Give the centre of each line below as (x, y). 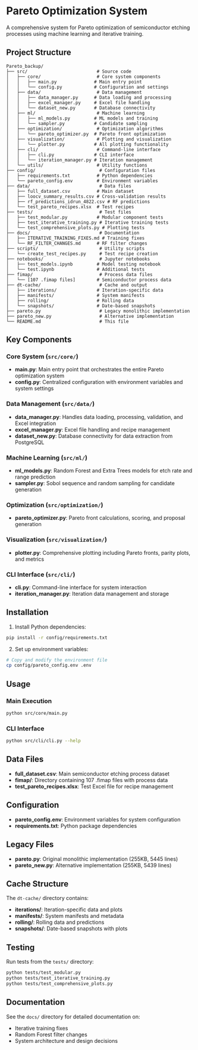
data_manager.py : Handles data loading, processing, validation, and (99, 417)
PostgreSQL (29, 442)
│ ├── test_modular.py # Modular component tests (85, 217)
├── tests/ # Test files (69, 212)
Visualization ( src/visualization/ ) (56, 540)
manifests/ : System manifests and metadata (69, 916)
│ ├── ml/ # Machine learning (76, 113)
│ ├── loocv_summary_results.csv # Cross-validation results (86, 196)
